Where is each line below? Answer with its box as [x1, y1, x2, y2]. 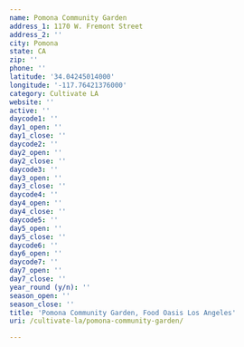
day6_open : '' [9, 249, 63, 258]
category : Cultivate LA [9, 89, 99, 98]
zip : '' [9, 55, 39, 64]
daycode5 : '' [9, 215, 59, 225]
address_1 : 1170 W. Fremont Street [9, 22, 144, 31]
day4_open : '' [9, 198, 63, 208]
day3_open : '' [9, 173, 63, 182]
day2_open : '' [9, 148, 63, 157]
